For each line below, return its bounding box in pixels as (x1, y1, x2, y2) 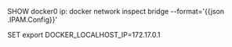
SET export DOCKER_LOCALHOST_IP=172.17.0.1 (7, 31, 161, 39)
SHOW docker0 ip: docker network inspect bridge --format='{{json (7, 7, 225, 16)
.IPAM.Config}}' (7, 15, 58, 24)
